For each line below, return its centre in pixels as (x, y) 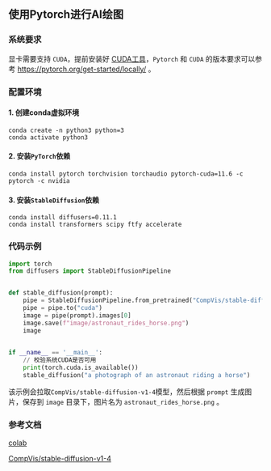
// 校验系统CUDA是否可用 (60, 360)
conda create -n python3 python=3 (67, 130)
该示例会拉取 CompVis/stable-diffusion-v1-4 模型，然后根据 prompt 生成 (127, 392)
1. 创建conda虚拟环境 (44, 112)
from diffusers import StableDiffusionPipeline (90, 271)
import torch (30, 264)
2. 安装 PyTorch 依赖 (40, 156)
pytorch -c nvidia (39, 181)
